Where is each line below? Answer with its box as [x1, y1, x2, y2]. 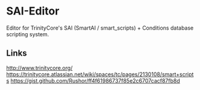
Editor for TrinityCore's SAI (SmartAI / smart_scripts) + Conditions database [6, 24, 194, 31]
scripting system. [6, 30, 49, 37]
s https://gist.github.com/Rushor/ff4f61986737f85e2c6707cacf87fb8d [6, 77, 181, 84]
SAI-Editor [6, 4, 60, 18]
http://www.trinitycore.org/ [6, 64, 73, 71]
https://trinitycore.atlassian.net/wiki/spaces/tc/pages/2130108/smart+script [6, 71, 194, 78]
